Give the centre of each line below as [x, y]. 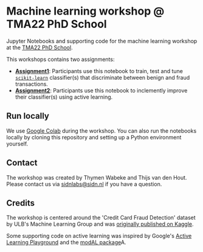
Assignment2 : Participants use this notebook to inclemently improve [101, 90]
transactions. [32, 84]
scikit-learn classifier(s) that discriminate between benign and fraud [102, 77]
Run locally [28, 116]
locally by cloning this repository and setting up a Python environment [94, 137]
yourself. [17, 144]
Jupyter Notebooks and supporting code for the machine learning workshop [102, 41]
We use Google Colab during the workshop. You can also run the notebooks [101, 131]
